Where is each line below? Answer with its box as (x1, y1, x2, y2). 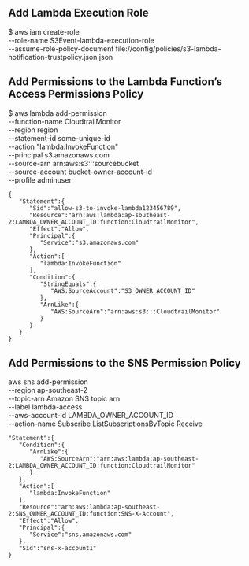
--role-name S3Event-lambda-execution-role (8, 35, 155, 45)
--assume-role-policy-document (8, 43, 114, 54)
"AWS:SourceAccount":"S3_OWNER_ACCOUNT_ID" (50, 287, 195, 294)
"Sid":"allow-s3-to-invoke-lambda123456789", (28, 204, 181, 212)
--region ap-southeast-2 (8, 386, 88, 395)
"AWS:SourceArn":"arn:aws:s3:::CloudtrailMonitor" (50, 307, 221, 316)
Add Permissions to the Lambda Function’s (8, 75, 223, 89)
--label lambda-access (8, 402, 83, 412)
